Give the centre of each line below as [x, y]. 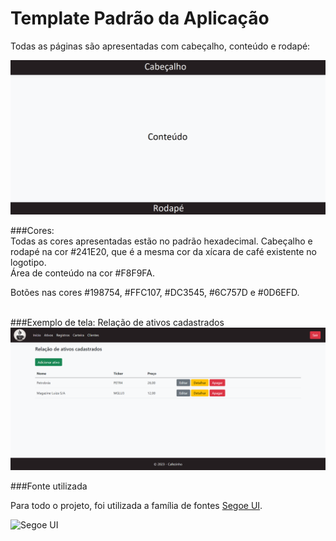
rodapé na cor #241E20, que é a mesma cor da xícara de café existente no [163, 252]
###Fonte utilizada [49, 486]
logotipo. [28, 263]
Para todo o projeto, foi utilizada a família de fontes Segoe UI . [136, 506]
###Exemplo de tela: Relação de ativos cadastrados [117, 323]
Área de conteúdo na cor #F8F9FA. [83, 273]
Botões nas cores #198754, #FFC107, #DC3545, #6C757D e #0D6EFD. [155, 293]
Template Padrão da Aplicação [140, 18]
